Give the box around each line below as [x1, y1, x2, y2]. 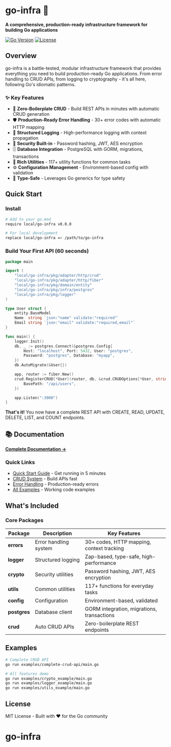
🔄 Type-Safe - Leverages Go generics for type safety [12, 175, 126, 182]
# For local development [5, 230, 58, 236]
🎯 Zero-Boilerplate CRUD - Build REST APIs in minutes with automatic [12, 106, 160, 112]
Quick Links [5, 459, 35, 466]
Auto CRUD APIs [35, 623, 75, 630]
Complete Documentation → [5, 446, 67, 452]
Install [5, 205, 21, 212]
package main [5, 259, 33, 264]
